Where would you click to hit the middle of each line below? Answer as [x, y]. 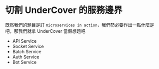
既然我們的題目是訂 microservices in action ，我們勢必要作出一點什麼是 [80, 25]
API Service [24, 41]
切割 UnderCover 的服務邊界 [64, 10]
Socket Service [28, 46]
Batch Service [27, 51]
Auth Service [26, 57]
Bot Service [24, 62]
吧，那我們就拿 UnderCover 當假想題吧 [45, 31]
